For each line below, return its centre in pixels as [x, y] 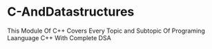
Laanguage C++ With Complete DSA [59, 37]
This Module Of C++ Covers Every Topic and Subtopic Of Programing [106, 31]
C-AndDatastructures [71, 12]
